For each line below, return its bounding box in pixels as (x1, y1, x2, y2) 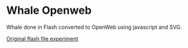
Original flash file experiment (6, 35, 79, 42)
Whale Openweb (6, 4, 92, 17)
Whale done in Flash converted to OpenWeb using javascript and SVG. (6, 23, 182, 31)
